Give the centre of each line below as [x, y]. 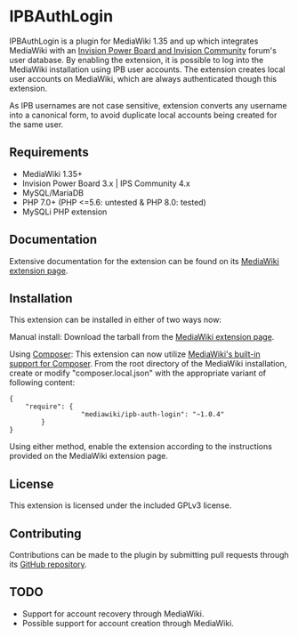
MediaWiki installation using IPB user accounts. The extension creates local [147, 69]
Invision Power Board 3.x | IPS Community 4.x [106, 183]
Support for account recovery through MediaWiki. [113, 613]
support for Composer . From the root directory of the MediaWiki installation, [148, 364]
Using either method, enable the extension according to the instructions [141, 447]
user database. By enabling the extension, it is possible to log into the [137, 60]
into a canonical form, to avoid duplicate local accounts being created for [143, 115]
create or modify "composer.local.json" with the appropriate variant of [138, 373]
